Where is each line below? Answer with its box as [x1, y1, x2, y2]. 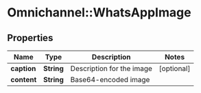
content [10, 75, 37, 84]
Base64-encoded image [70, 75, 150, 84]
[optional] [158, 64, 191, 73]
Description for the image [70, 64, 153, 73]
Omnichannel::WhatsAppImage [7, 5, 191, 21]
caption [10, 64, 36, 73]
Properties [7, 32, 54, 44]
